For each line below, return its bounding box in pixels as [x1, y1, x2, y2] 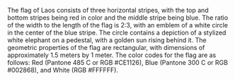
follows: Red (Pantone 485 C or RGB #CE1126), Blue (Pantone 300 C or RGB [7, 58, 229, 66]
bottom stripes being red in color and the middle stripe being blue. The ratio [7, 13, 229, 22]
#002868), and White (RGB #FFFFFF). [7, 66, 119, 74]
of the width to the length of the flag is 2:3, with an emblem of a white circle [7, 21, 229, 29]
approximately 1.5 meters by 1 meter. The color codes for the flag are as [7, 51, 217, 59]
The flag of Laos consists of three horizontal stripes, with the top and [7, 6, 209, 14]
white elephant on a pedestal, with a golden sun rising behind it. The [7, 36, 207, 44]
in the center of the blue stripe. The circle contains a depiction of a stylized [7, 28, 227, 37]
